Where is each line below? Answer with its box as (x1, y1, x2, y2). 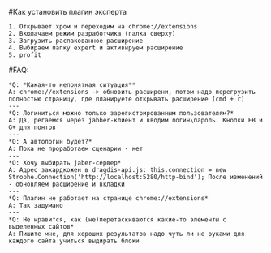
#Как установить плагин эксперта (8, 7, 127, 16)
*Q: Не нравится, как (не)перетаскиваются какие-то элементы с (8, 216, 227, 224)
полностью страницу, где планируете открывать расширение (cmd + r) (8, 95, 245, 103)
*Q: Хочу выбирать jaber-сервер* (8, 159, 122, 167)
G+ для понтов (8, 123, 57, 131)
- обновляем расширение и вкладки (8, 180, 126, 188)
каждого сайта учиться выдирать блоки (8, 237, 140, 245)
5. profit (8, 51, 42, 59)
